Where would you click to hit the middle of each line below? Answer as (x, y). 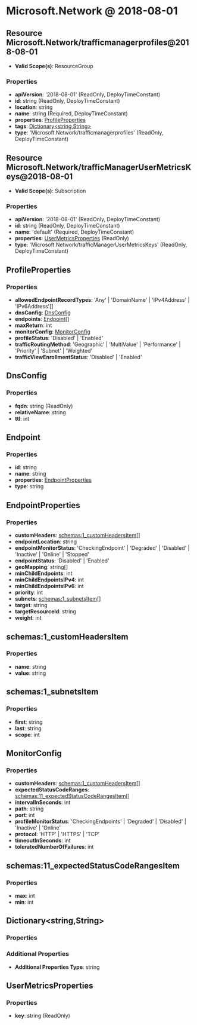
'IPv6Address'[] (34, 307)
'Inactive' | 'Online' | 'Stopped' (52, 555)
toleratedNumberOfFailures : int (54, 847)
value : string (30, 673)
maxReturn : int (33, 325)
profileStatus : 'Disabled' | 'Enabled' (59, 338)
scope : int (27, 735)
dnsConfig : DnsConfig (43, 313)
